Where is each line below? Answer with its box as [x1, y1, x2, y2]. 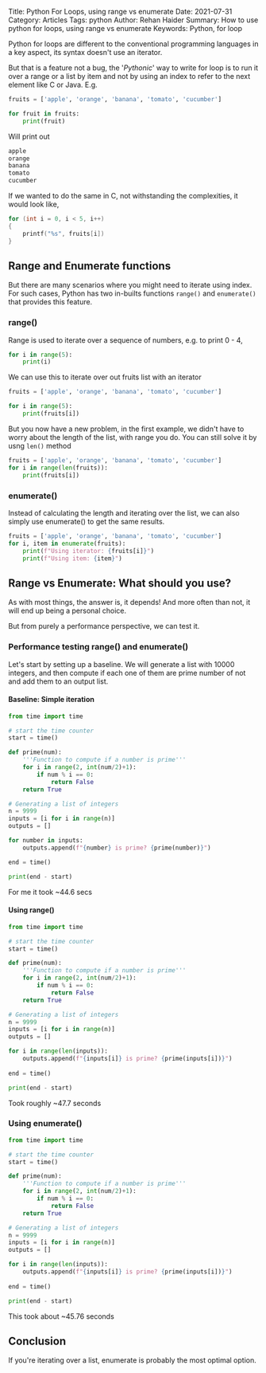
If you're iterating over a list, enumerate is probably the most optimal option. [8, 1355, 256, 1365]
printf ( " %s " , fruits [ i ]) [22, 229, 105, 237]
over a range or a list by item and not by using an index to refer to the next [8, 72, 251, 80]
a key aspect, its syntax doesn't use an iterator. [8, 48, 163, 57]
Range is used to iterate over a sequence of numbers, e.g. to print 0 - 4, [8, 335, 244, 345]
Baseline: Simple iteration [8, 695, 95, 704]
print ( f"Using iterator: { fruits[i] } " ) [22, 547, 155, 555]
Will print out [8, 131, 50, 141]
